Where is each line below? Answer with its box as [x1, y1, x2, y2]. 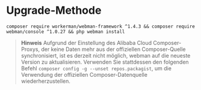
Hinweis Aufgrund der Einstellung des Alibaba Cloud [20, 39, 152, 46]
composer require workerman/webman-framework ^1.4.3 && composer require [6, 23, 196, 29]
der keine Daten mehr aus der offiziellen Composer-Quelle [41, 46, 186, 53]
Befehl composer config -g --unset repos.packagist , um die [20, 64, 172, 72]
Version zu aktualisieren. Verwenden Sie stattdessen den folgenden [20, 58, 189, 65]
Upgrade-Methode [6, 4, 102, 17]
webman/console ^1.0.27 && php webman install [6, 28, 125, 35]
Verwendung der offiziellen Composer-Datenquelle [20, 71, 147, 78]
